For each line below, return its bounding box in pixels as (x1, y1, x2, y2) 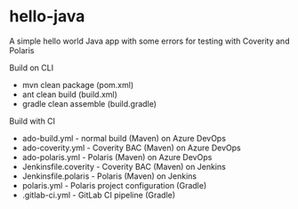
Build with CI (9, 116, 56, 126)
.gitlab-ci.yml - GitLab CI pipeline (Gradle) (21, 189, 176, 200)
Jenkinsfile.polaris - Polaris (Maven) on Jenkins (21, 171, 197, 181)
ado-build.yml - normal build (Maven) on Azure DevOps (21, 133, 227, 143)
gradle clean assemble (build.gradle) (21, 98, 157, 109)
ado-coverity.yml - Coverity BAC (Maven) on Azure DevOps (21, 142, 242, 153)
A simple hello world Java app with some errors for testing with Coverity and (9, 36, 290, 46)
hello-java (9, 6, 85, 27)
